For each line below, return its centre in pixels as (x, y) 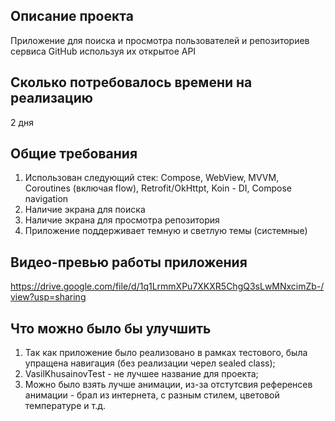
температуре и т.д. (65, 406)
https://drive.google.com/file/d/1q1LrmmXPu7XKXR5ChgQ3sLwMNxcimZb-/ (167, 286)
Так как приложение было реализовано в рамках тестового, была (166, 353)
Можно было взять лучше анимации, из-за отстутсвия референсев (168, 385)
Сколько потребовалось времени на (131, 82)
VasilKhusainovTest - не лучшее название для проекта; (141, 374)
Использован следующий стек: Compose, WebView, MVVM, (152, 178)
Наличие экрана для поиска (85, 210)
